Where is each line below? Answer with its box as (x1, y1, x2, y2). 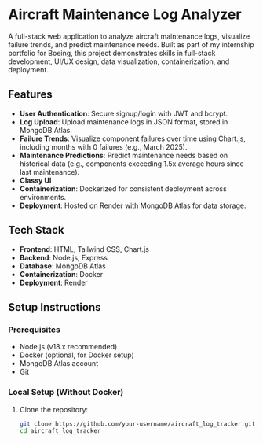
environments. (19, 192, 67, 201)
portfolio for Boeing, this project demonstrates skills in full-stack (8, 48, 216, 57)
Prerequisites (8, 324, 60, 335)
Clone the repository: (19, 404, 89, 414)
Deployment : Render (19, 278, 88, 287)
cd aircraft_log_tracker (19, 427, 101, 435)
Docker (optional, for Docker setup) (19, 350, 135, 360)
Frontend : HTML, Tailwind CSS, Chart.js (19, 244, 149, 253)
